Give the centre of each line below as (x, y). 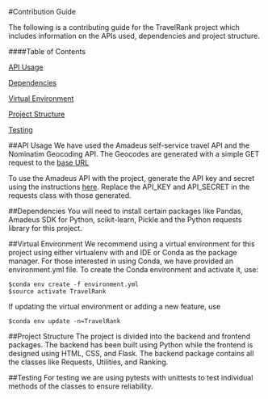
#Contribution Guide (42, 12)
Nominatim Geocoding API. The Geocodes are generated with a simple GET (134, 154)
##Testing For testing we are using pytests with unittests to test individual (131, 378)
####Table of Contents (47, 51)
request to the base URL (49, 162)
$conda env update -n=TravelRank (65, 321)
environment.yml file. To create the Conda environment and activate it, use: (134, 269)
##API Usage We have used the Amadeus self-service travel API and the (129, 145)
